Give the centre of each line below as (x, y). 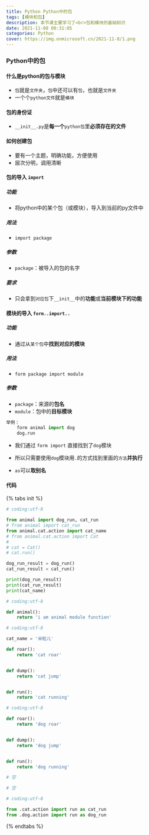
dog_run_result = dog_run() (41, 564)
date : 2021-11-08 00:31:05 (39, 28)
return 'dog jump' (39, 745)
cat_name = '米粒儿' (30, 639)
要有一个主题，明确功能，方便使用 (56, 155)
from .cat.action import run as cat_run (57, 810)
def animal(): (24, 612)
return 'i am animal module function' (64, 617)
